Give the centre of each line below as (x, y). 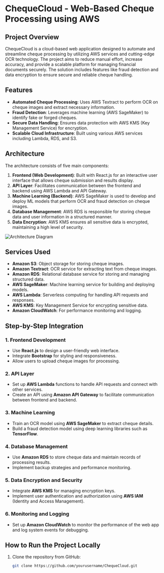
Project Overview (32, 37)
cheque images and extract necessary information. (64, 107)
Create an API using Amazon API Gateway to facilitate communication (83, 395)
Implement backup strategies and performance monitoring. (72, 468)
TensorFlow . (25, 433)
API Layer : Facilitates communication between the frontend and (76, 185)
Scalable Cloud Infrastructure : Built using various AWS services (77, 133)
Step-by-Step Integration (44, 326)
